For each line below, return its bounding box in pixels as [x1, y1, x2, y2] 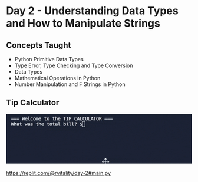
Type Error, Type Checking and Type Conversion [14, 62, 133, 69]
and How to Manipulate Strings [6, 16, 160, 30]
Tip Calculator [6, 98, 60, 108]
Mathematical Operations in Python [14, 75, 101, 81]
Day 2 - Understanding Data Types [6, 4, 179, 18]
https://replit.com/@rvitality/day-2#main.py [6, 169, 111, 176]
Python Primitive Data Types [14, 56, 84, 62]
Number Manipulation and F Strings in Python [14, 81, 126, 88]
